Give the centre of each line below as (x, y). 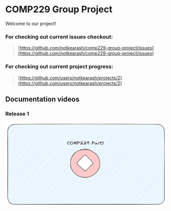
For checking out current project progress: (59, 66)
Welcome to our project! (31, 24)
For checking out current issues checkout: (59, 37)
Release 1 (17, 113)
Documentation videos (42, 99)
